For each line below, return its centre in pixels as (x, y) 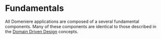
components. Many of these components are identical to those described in (81, 26)
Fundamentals (34, 8)
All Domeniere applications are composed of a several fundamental (72, 21)
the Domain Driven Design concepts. (42, 31)
